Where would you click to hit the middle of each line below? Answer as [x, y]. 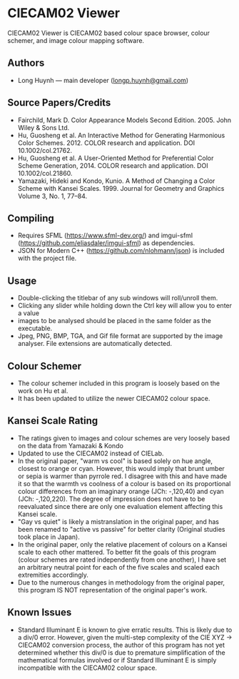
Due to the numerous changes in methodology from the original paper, [121, 582]
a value [29, 313]
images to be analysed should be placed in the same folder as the [115, 321]
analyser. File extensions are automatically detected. [95, 344]
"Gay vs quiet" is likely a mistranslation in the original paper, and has [118, 521]
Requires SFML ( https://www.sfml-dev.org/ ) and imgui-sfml [105, 236]
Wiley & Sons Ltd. [44, 127]
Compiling [31, 218]
